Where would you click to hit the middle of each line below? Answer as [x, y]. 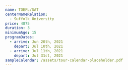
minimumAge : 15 [21, 33]
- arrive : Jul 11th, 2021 [36, 51]
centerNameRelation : [27, 14]
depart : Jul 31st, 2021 [39, 55]
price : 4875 [17, 23]
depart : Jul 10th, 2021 [39, 46]
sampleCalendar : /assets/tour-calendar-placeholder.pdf [64, 60]
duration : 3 [17, 28]
